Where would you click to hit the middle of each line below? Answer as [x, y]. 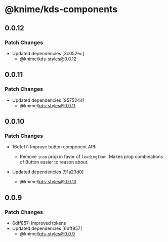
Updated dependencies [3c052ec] [48, 53]
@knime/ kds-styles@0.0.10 [48, 182]
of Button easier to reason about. [54, 162]
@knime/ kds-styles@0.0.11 [48, 105]
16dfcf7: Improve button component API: [54, 147]
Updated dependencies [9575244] [48, 100]
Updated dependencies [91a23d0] [48, 172]
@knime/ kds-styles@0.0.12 [48, 59]
